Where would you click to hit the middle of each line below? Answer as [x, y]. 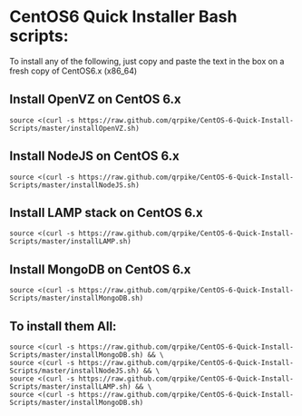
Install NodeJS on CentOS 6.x [94, 156]
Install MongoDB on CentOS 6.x [100, 269]
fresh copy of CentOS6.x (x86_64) [73, 71]
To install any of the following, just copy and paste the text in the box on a [147, 61]
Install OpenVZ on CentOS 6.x [95, 99]
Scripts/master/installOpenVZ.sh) [75, 128]
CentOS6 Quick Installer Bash [123, 17]
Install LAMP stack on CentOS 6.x [106, 212]
